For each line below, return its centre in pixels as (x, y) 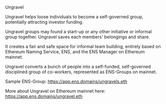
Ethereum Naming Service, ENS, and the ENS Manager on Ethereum (75, 52)
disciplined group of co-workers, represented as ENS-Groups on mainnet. (81, 72)
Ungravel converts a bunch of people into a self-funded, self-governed (78, 67)
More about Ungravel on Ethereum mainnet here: (55, 91)
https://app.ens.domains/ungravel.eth (44, 96)
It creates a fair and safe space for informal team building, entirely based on (83, 46)
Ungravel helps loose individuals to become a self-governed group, (74, 17)
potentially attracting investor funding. (44, 22)
